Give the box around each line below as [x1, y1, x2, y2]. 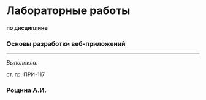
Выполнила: [6, 59, 38, 66]
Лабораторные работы [6, 4, 131, 18]
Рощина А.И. [6, 86, 47, 95]
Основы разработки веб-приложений [6, 39, 126, 48]
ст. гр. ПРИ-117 [6, 71, 45, 78]
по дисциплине [6, 24, 48, 31]
